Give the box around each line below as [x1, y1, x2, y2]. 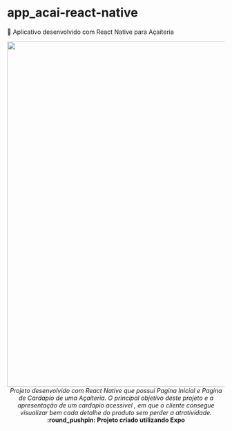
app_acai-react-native [7, 5, 138, 21]
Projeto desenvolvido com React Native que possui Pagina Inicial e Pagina [10, 386, 222, 394]
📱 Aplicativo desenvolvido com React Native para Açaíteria [7, 28, 175, 36]
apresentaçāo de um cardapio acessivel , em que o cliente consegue [17, 401, 215, 409]
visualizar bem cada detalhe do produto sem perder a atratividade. [20, 408, 212, 416]
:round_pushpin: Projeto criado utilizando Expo [47, 416, 185, 424]
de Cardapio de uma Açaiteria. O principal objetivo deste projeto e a [18, 394, 214, 402]
